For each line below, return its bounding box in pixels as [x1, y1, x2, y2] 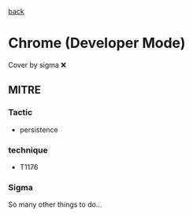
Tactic [8, 107, 33, 118]
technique [8, 145, 49, 156]
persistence [19, 125, 59, 134]
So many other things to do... [8, 200, 102, 209]
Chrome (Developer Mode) [8, 35, 186, 52]
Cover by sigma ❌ [8, 60, 67, 69]
